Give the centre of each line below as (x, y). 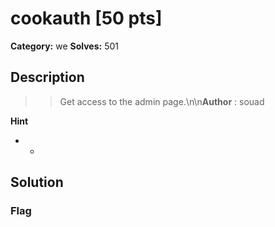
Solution (37, 182)
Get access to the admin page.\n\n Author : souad (162, 101)
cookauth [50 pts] (86, 18)
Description (47, 77)
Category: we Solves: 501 (65, 46)
